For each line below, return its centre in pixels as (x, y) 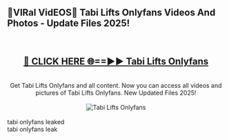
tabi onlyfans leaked (36, 121)
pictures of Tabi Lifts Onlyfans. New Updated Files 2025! (116, 93)
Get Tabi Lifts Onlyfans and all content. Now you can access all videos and (116, 85)
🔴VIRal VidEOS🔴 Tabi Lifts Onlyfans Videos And (111, 13)
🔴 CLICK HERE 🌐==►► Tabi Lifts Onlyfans (116, 61)
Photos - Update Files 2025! (69, 24)
